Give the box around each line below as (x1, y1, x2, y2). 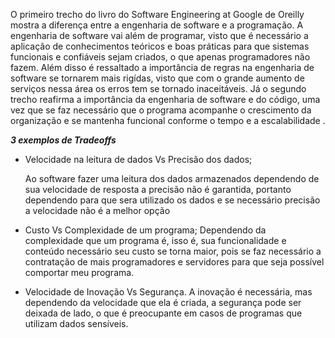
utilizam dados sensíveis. (24, 318, 129, 329)
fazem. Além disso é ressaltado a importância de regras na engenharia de (10, 62, 315, 73)
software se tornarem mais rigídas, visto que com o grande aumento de (10, 72, 305, 84)
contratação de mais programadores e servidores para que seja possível (24, 256, 325, 268)
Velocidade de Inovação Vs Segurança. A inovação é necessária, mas (24, 286, 313, 298)
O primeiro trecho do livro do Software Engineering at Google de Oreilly (10, 9, 305, 20)
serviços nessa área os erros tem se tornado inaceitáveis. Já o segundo (10, 83, 307, 94)
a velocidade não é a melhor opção (24, 205, 171, 216)
